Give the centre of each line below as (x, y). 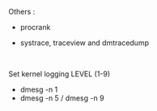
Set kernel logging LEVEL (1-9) (59, 74)
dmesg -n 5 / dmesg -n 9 (62, 98)
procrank (35, 27)
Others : (22, 12)
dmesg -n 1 (39, 89)
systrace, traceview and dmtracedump (85, 43)
